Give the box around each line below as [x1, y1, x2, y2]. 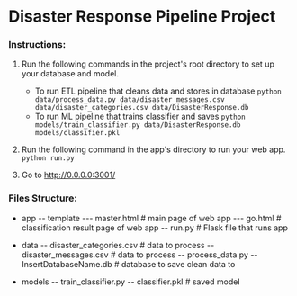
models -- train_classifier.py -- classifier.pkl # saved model [21, 276, 240, 287]
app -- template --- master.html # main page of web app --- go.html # [21, 212, 282, 223]
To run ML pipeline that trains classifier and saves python [34, 111, 247, 122]
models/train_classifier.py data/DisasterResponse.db [34, 121, 241, 130]
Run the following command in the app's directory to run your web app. [21, 144, 286, 155]
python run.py [21, 154, 75, 163]
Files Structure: [8, 192, 78, 204]
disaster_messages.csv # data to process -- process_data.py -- [21, 249, 258, 260]
